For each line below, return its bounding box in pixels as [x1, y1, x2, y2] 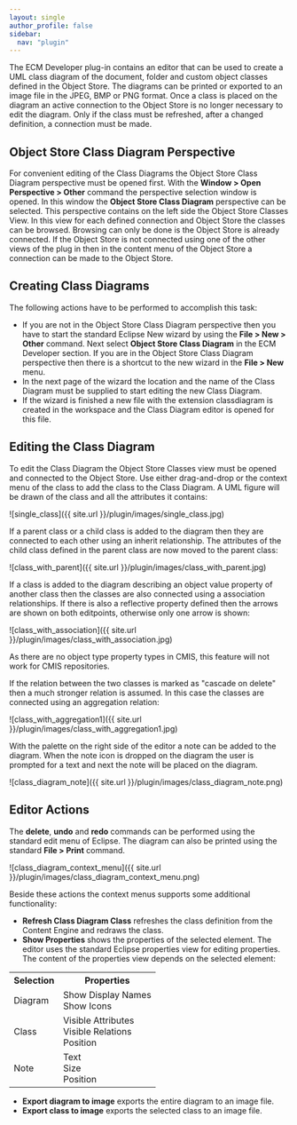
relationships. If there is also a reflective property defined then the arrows [9, 598, 278, 608]
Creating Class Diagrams [9, 279, 150, 294]
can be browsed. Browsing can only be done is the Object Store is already [9, 225, 280, 235]
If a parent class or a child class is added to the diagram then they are [9, 526, 264, 536]
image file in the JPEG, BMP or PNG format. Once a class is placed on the [9, 91, 277, 101]
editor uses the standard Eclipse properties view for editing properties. [21, 943, 281, 955]
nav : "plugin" [17, 37, 69, 47]
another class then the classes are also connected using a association [9, 588, 266, 599]
